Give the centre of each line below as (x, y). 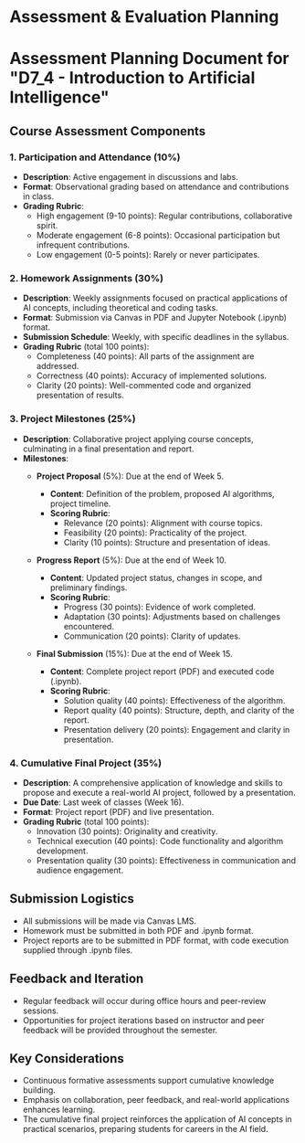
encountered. (89, 626)
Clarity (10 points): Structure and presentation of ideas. (167, 542)
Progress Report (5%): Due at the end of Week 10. (131, 560)
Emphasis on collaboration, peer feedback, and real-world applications (156, 1100)
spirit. (47, 226)
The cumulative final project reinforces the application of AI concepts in (157, 1119)
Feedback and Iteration (77, 979)
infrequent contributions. (83, 245)
